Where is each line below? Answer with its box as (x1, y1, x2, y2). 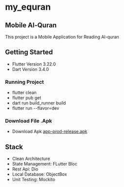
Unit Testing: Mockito (12, 177, 55, 183)
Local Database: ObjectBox (12, 171, 67, 177)
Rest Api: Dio (12, 166, 39, 172)
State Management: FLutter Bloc (12, 161, 78, 167)
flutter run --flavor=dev (12, 105, 60, 111)
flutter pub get (12, 95, 41, 101)
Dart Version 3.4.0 (12, 66, 49, 72)
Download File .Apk (5, 117, 52, 124)
